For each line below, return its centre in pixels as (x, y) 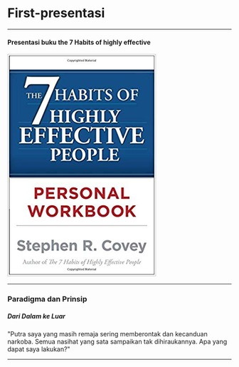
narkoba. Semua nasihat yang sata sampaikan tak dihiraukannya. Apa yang (117, 342)
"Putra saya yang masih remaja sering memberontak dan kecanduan (107, 334)
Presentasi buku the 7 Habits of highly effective (79, 42)
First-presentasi (56, 13)
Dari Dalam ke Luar (37, 316)
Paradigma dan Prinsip (47, 299)
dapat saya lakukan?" (39, 349)
